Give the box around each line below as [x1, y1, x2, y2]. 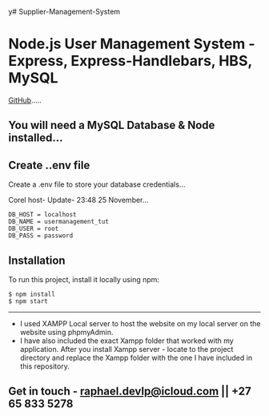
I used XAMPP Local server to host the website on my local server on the [19, 318, 261, 328]
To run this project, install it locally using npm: [8, 274, 160, 284]
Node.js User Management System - [8, 35, 255, 53]
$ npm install [8, 290, 56, 298]
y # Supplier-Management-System [8, 7, 121, 16]
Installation [8, 253, 66, 267]
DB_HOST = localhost [8, 211, 78, 219]
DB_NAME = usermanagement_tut [8, 218, 110, 226]
